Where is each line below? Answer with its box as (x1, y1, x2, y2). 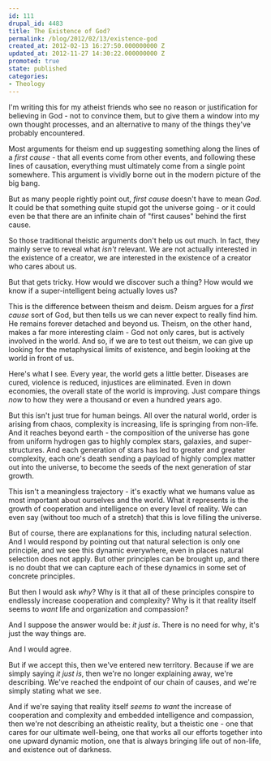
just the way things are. (8, 628, 87, 638)
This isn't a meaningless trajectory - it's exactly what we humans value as (8, 486, 256, 496)
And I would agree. (8, 644, 71, 654)
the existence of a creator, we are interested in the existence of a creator (8, 252, 252, 262)
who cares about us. (8, 261, 77, 271)
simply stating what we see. (8, 686, 101, 695)
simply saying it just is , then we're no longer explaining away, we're (8, 669, 234, 678)
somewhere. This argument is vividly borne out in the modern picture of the (8, 170, 261, 179)
